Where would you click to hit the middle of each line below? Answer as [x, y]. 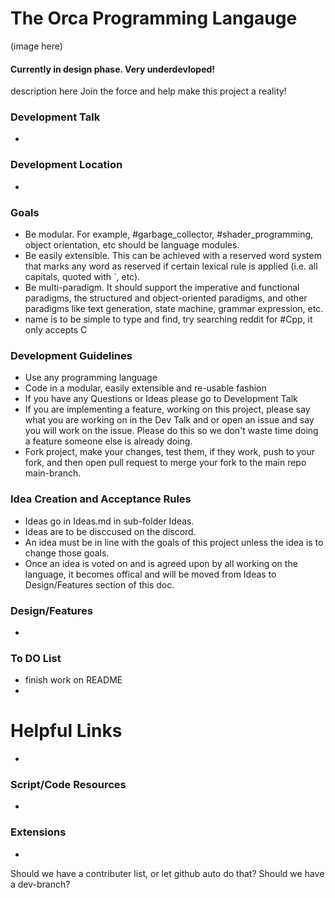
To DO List [36, 658]
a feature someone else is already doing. [108, 441]
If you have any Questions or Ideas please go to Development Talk [161, 399]
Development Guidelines [71, 355]
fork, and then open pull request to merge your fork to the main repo [165, 463]
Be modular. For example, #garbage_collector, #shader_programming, [169, 234]
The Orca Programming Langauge [154, 18]
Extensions [38, 832]
